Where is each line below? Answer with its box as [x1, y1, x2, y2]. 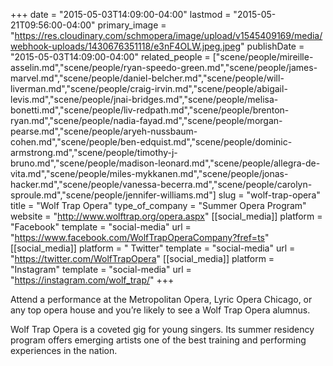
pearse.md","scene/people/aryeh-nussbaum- [10, 125, 198, 137]
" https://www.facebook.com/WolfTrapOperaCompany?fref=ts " [10, 232, 270, 243]
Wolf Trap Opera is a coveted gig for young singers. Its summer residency [10, 324, 315, 335]
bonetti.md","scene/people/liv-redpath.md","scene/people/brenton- [10, 104, 290, 116]
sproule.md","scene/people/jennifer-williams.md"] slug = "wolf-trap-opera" [10, 189, 321, 201]
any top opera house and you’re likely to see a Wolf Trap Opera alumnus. [10, 304, 311, 316]
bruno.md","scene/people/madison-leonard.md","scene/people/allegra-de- [10, 157, 321, 169]
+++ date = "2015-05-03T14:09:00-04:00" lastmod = [10, 9, 232, 20]
